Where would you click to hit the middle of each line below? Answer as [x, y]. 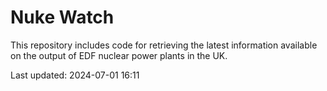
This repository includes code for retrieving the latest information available [164, 45]
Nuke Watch [62, 17]
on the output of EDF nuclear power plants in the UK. [119, 55]
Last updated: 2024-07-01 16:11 [75, 75]
